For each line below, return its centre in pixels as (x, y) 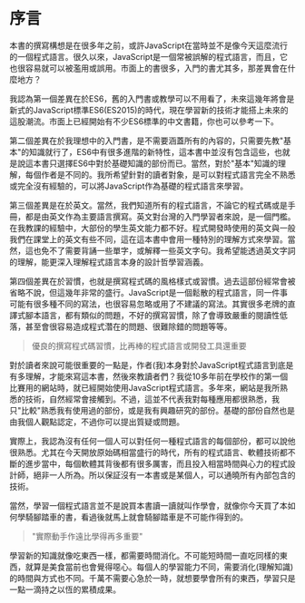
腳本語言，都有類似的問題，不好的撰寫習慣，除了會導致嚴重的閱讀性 (152, 315)
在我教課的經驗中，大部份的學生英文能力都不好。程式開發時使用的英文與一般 (152, 228)
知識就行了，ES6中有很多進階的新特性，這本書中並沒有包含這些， (152, 151)
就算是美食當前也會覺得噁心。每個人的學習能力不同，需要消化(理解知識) (159, 567)
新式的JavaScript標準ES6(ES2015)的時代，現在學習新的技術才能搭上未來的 (149, 110)
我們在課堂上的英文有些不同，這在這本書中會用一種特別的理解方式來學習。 (148, 239)
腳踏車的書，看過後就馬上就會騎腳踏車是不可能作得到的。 (140, 517)
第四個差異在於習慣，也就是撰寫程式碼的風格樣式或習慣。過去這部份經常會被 (152, 281)
